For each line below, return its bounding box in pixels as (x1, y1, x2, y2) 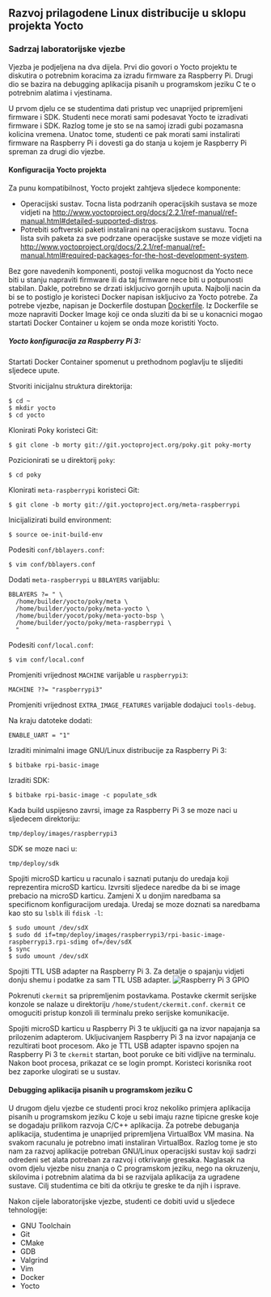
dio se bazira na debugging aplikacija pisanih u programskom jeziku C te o (8, 79, 256, 88)
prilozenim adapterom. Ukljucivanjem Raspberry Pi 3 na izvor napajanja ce (8, 1032, 256, 1042)
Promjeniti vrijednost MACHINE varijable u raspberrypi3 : (8, 670, 188, 679)
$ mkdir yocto (8, 404, 57, 412)
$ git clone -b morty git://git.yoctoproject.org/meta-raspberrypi (8, 500, 241, 509)
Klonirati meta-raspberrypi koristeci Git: (8, 485, 140, 494)
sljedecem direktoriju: (8, 814, 81, 824)
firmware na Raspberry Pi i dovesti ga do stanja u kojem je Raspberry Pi (8, 138, 247, 148)
